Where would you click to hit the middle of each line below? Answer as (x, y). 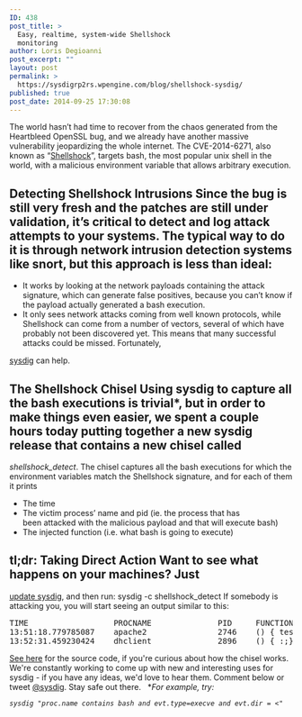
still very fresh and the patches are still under (139, 208)
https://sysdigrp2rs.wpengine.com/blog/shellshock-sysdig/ (130, 85)
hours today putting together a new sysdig (131, 431)
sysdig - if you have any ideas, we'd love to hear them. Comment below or (147, 677)
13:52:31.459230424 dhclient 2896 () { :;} (151, 641)
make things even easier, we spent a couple (134, 417)
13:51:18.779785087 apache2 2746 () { (142, 632)
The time (39, 504)
